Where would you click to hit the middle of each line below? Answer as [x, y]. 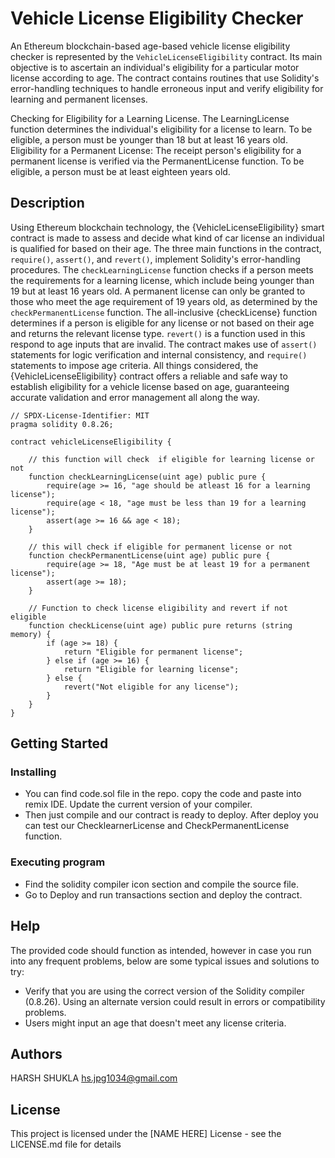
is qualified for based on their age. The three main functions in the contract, [166, 248]
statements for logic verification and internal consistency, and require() [159, 354]
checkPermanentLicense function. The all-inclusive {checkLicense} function [164, 312]
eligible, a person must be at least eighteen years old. [120, 171]
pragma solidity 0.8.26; [62, 424]
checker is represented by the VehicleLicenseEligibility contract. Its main [166, 56]
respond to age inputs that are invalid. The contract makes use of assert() [164, 344]
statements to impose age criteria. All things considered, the [134, 365]
